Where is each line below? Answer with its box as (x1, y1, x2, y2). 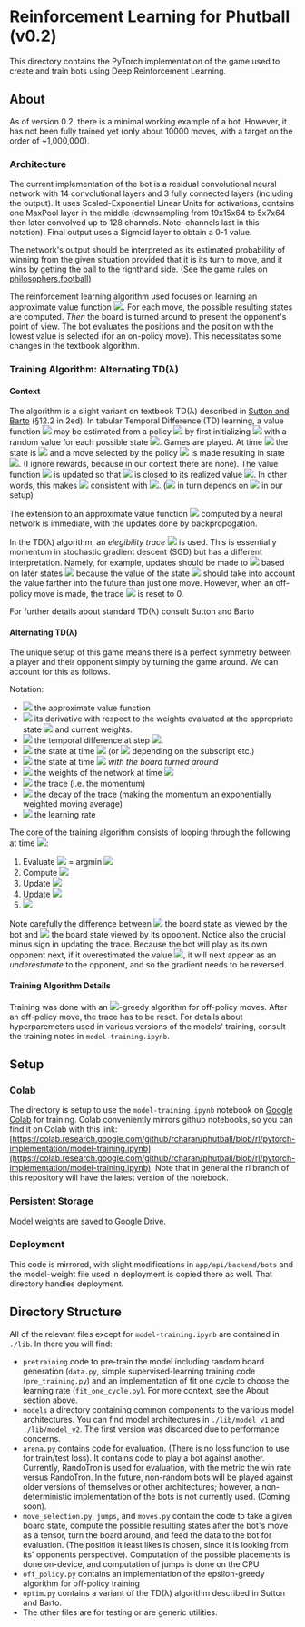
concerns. (22, 1433, 61, 1443)
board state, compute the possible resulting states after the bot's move (22, 1520, 289, 1531)
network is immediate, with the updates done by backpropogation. (9, 518, 258, 529)
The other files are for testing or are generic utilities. (22, 1606, 218, 1618)
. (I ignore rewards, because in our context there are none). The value (18, 459, 279, 470)
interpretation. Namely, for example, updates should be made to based (9, 557, 285, 569)
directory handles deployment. (9, 1278, 124, 1289)
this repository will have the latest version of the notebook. (9, 1172, 229, 1183)
